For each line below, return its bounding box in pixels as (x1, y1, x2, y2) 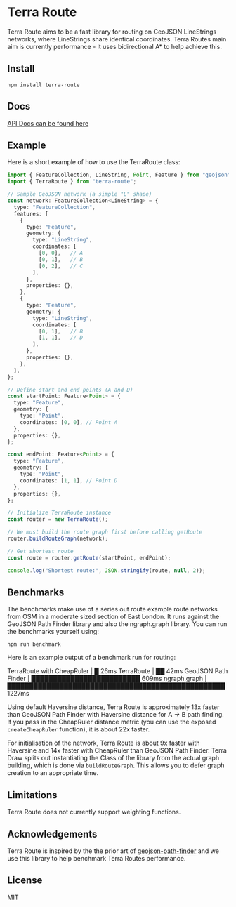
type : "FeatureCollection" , (13, 204, 96, 211)
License (7, 875, 43, 887)
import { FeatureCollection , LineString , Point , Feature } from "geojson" (7, 171, 231, 179)
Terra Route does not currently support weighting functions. (7, 808, 181, 816)
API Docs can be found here (7, 119, 89, 127)
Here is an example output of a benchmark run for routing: (7, 654, 176, 662)
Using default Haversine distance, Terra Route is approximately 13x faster (7, 703, 220, 711)
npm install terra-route (7, 81, 80, 88)
